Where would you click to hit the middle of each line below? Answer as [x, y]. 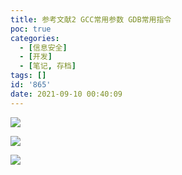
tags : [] [28, 76]
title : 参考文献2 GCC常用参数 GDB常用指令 [91, 19]
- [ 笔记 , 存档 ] [48, 66]
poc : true [31, 29]
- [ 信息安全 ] [43, 47]
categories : [35, 38]
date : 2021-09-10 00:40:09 [66, 94]
